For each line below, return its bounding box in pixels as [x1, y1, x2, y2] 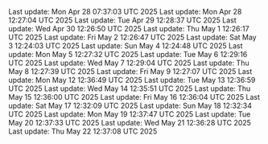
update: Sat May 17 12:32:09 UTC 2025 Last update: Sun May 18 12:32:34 [8, 101, 252, 110]
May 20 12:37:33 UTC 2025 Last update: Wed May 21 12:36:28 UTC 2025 [8, 118, 252, 127]
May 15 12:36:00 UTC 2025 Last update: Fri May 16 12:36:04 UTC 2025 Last [8, 93, 260, 101]
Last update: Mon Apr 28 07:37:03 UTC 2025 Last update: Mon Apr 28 [8, 7, 242, 16]
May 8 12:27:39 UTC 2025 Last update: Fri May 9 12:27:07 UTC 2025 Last [8, 67, 253, 76]
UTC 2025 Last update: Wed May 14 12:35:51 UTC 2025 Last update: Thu [8, 84, 251, 93]
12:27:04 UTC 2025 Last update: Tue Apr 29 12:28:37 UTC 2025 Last [8, 15, 237, 25]
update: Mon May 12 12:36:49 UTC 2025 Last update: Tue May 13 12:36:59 [8, 76, 256, 84]
